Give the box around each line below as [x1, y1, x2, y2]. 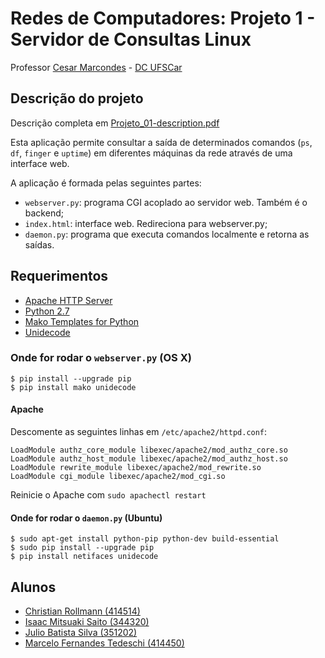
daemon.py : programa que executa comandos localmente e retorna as [24, 228, 310, 240]
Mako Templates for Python [24, 315, 140, 327]
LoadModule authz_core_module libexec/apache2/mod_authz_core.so [10, 445, 288, 456]
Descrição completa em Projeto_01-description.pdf [10, 117, 220, 129]
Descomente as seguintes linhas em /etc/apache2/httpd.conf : [10, 426, 268, 438]
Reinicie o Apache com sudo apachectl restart [10, 489, 207, 501]
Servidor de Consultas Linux [10, 28, 252, 51]
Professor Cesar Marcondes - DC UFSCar [10, 61, 183, 73]
